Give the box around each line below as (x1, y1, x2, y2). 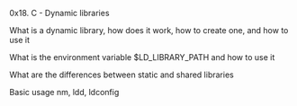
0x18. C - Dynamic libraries (9, 8, 110, 18)
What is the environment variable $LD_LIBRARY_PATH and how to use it (9, 52, 275, 62)
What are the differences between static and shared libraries (9, 69, 234, 80)
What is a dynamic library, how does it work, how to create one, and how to (9, 25, 289, 35)
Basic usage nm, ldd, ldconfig (9, 87, 120, 97)
